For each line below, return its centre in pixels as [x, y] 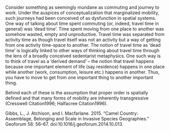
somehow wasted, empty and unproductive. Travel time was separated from [85, 34]
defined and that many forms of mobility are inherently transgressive [77, 98]
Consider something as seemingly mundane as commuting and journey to [82, 7]
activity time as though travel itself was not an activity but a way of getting [83, 40]
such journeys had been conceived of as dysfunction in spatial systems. [81, 18]
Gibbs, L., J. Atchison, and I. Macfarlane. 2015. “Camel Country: [72, 113]
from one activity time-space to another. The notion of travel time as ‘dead [83, 45]
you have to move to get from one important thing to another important [79, 77]
